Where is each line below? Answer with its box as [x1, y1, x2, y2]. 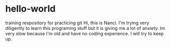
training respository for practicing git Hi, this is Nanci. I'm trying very [5, 20, 150, 26]
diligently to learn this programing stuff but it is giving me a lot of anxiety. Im [5, 25, 165, 31]
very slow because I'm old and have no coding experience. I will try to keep [5, 30, 164, 36]
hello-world [5, 3, 56, 15]
